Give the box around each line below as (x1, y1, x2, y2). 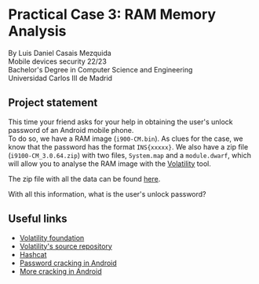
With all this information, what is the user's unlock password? (8, 189, 206, 198)
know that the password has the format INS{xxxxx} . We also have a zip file (8, 142, 249, 151)
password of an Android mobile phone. (8, 125, 134, 135)
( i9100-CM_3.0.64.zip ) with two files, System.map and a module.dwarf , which (8, 150, 251, 160)
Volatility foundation (19, 233, 85, 242)
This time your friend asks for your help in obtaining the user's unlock (8, 116, 233, 127)
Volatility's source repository (19, 242, 112, 251)
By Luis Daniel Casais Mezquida (8, 48, 111, 57)
